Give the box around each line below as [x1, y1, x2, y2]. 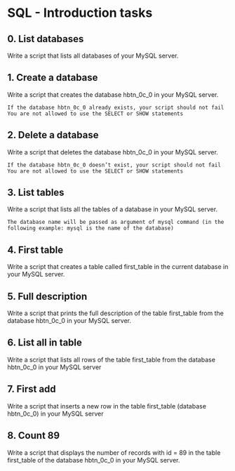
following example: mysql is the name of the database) [7, 225, 174, 232]
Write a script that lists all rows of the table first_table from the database [7, 355, 216, 364]
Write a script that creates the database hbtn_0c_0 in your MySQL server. [7, 90, 219, 99]
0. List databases [7, 33, 84, 45]
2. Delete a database [7, 129, 99, 141]
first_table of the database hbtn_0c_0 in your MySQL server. [7, 456, 180, 464]
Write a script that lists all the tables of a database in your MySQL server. [7, 205, 218, 213]
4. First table [7, 244, 64, 256]
